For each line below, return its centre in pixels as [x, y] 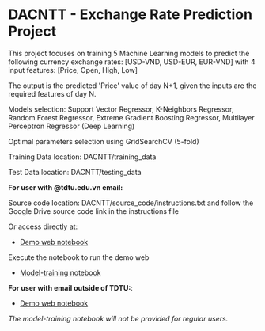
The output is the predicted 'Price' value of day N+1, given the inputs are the [132, 86]
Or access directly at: [43, 226]
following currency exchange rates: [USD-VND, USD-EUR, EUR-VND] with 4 [132, 62]
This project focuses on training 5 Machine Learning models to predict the [129, 53]
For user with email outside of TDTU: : [70, 287]
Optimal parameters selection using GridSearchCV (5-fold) [104, 141]
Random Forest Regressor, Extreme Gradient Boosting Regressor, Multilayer [131, 117]
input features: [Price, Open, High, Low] [73, 70]
